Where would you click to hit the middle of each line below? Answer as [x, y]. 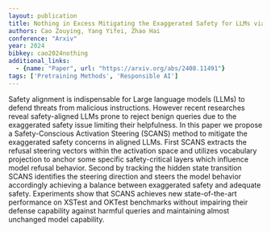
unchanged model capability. [56, 219]
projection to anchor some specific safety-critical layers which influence [128, 159]
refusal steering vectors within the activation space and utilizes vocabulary [133, 150]
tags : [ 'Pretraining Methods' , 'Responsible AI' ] [94, 76]
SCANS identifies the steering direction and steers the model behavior [125, 176]
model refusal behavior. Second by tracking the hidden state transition [125, 167]
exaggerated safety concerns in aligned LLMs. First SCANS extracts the [128, 141]
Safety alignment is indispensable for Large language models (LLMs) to [127, 99]
